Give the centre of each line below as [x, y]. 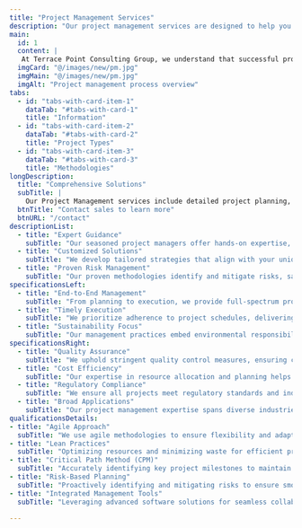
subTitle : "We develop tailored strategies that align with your [151, 260]
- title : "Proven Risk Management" [84, 268]
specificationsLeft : [48, 285]
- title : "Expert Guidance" [70, 234]
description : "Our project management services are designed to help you [151, 26]
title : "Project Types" [70, 143]
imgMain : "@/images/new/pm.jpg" [78, 76]
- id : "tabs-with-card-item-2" [76, 127]
